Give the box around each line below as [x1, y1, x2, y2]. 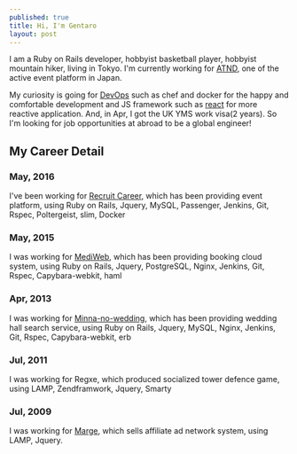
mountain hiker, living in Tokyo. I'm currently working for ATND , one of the [9, 63, 279, 74]
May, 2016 [9, 170, 55, 183]
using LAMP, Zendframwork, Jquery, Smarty [9, 383, 172, 394]
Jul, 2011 [9, 354, 48, 366]
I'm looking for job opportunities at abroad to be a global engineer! [9, 118, 252, 129]
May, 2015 [9, 231, 55, 244]
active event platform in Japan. [9, 73, 122, 83]
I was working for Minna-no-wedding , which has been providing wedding [9, 312, 277, 324]
